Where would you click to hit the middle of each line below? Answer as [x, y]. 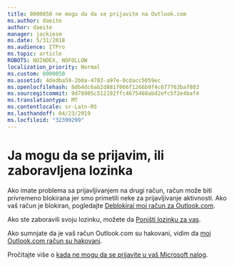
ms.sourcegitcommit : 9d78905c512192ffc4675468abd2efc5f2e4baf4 [103, 93]
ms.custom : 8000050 [36, 73]
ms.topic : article [35, 54]
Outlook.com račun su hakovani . [55, 240]
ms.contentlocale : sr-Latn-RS [52, 107]
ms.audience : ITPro [36, 47]
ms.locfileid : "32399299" [46, 120]
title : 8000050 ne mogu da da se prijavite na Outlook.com [97, 14]
